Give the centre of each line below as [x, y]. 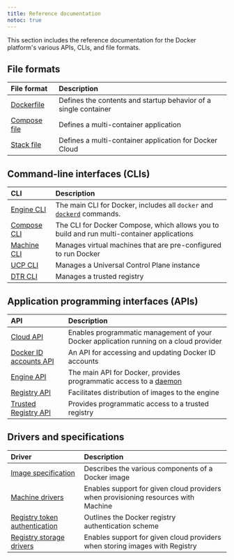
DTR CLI [24, 277]
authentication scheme [121, 526]
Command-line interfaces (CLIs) [79, 174]
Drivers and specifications [66, 437]
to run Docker [78, 254]
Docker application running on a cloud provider [145, 341]
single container [85, 109]
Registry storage [38, 537]
